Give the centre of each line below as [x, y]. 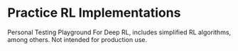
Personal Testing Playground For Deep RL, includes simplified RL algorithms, [119, 32]
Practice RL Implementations [94, 13]
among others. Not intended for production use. [77, 39]
